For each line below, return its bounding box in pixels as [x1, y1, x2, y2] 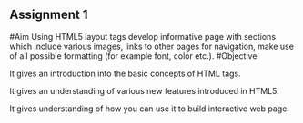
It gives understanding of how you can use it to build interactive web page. [9, 103, 289, 114]
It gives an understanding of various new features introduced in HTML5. [9, 85, 279, 96]
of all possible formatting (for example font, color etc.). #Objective [9, 50, 258, 61]
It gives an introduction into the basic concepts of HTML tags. [9, 68, 241, 79]
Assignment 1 [9, 7, 88, 23]
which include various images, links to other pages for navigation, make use [9, 41, 294, 52]
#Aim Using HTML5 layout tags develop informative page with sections [9, 31, 276, 42]
